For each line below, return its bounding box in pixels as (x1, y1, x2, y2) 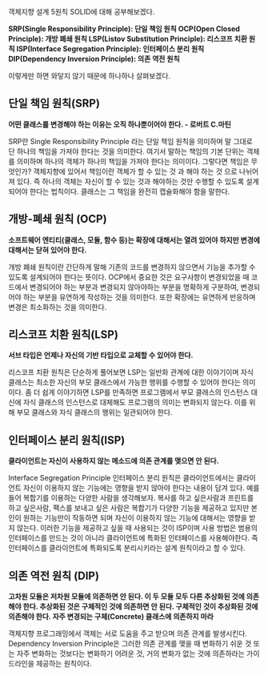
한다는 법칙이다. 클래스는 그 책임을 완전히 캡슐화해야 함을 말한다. (29, 187, 230, 196)
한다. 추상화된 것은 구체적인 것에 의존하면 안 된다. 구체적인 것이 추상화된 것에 (22, 602, 258, 611)
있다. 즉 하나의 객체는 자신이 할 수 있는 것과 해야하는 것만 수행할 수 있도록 (16, 176, 245, 186)
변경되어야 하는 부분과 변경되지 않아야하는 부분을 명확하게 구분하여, (29, 282, 239, 292)
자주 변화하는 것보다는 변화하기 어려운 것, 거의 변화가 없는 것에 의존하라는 (16, 649, 246, 658)
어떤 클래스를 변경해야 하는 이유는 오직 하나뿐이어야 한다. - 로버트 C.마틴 (8, 119, 232, 129)
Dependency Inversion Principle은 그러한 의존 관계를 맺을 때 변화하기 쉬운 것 (8, 639, 252, 649)
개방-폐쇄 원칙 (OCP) (8, 212, 107, 226)
